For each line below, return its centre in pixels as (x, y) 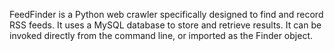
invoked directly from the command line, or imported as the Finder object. (161, 35)
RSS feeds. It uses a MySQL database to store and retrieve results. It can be (165, 25)
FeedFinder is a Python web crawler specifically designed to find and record (166, 14)
